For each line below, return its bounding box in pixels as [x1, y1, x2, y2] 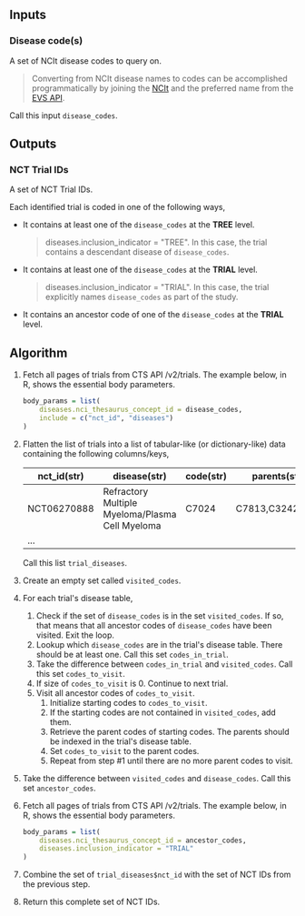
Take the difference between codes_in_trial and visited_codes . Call [35, 659, 293, 669]
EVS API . [31, 92, 65, 103]
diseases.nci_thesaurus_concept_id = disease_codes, [39, 405, 243, 415]
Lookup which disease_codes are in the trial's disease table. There [35, 639, 283, 649]
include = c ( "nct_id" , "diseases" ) [39, 413, 174, 422]
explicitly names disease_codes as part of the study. [44, 291, 239, 303]
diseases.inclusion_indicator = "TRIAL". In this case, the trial [44, 282, 270, 293]
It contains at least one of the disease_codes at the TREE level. [22, 219, 255, 230]
